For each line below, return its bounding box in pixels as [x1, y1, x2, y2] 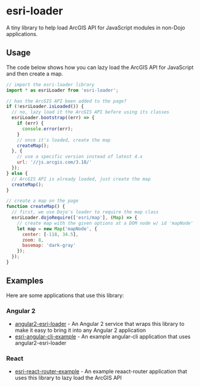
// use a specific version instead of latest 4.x [17, 154, 143, 160]
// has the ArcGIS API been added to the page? [6, 98, 127, 104]
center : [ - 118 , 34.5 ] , [21, 231, 79, 237]
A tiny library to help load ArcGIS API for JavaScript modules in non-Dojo [6, 24, 185, 31]
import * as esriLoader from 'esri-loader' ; [6, 87, 119, 93]
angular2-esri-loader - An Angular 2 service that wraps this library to [14, 320, 185, 327]
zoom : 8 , [21, 237, 44, 243]
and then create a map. [6, 70, 64, 77]
